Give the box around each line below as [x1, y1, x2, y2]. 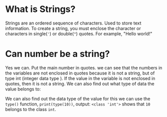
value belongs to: [5, 86, 41, 92]
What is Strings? [5, 3, 76, 15]
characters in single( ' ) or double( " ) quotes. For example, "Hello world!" [5, 30, 152, 36]
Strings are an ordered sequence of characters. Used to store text [5, 20, 141, 26]
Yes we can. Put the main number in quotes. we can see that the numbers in [5, 64, 162, 70]
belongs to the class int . [5, 106, 56, 112]
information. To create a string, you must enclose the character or [5, 25, 141, 31]
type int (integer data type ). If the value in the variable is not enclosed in [5, 75, 155, 81]
